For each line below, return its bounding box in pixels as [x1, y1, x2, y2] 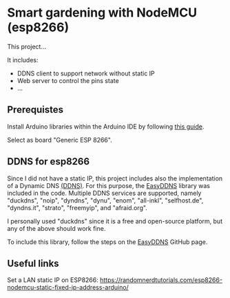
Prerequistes [7, 104, 64, 115]
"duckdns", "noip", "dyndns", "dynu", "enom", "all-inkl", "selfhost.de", [7, 196, 204, 205]
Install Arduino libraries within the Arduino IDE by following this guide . [7, 122, 205, 131]
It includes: [7, 55, 39, 64]
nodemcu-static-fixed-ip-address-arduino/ [7, 283, 129, 292]
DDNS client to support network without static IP [17, 69, 155, 77]
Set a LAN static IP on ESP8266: [7, 276, 98, 284]
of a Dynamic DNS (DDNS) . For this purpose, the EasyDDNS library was [7, 181, 210, 189]
